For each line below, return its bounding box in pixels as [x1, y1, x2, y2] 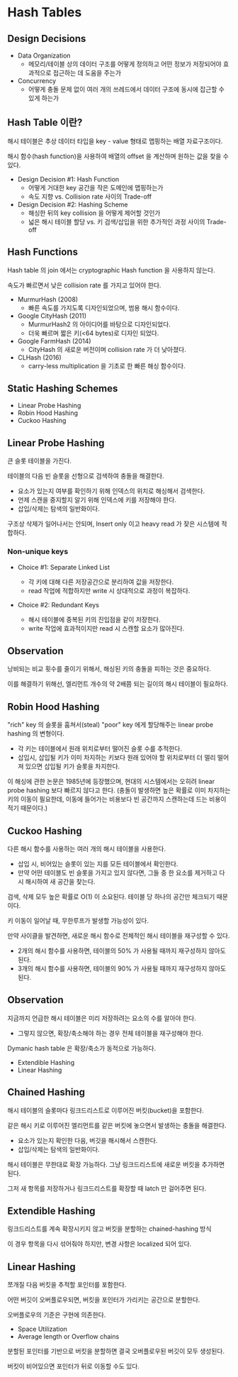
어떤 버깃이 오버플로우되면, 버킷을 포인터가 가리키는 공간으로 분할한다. [7, 1295, 200, 1304]
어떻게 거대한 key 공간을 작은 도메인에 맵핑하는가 [28, 183, 164, 192]
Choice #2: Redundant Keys [17, 600, 99, 609]
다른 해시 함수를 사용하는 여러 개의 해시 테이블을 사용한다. [7, 844, 166, 853]
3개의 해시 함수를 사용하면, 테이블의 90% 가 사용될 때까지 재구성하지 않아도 [17, 964, 227, 973]
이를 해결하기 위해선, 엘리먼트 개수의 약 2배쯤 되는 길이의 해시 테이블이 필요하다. [7, 680, 228, 688]
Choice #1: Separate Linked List [17, 563, 110, 571]
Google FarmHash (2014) [17, 336, 91, 345]
